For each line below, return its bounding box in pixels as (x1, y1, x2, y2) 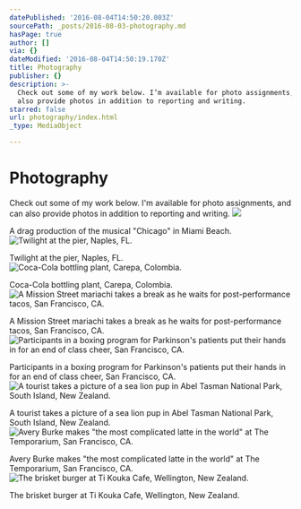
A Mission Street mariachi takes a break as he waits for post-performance (9, 315, 282, 326)
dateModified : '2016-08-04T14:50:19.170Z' (9, 55, 170, 64)
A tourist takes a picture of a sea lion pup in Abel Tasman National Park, (9, 407, 274, 418)
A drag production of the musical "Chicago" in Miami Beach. (9, 225, 232, 236)
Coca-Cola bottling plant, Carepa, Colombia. (9, 279, 173, 289)
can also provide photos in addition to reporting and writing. (9, 208, 230, 219)
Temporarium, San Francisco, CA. (9, 462, 133, 473)
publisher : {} (9, 72, 63, 81)
